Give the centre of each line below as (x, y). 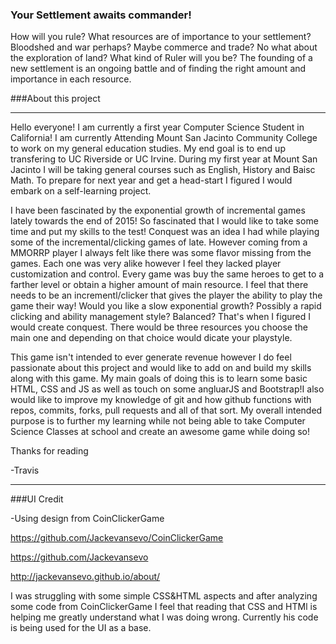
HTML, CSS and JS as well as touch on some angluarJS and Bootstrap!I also (167, 389)
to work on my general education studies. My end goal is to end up (148, 149)
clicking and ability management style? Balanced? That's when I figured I (160, 317)
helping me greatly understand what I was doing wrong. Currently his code (164, 617)
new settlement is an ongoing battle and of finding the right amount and (158, 69)
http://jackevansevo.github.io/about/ (85, 577)
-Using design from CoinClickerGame (87, 519)
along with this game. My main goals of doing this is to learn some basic (159, 379)
